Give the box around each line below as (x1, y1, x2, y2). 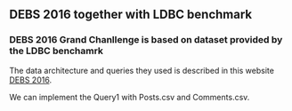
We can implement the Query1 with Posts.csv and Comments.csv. (9, 91, 250, 102)
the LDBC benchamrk (9, 44, 104, 57)
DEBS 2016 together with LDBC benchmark (9, 7, 253, 22)
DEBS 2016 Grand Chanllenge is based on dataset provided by (9, 34, 283, 46)
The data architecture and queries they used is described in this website (9, 65, 274, 75)
